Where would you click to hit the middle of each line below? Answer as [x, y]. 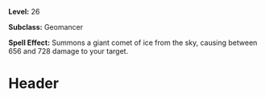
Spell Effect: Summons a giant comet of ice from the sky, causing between [133, 42]
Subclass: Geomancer [46, 27]
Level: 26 [24, 12]
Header [33, 84]
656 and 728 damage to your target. [68, 51]
